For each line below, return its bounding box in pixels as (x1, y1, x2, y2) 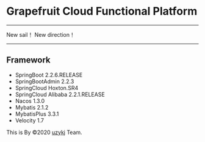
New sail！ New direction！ (6, 31, 75, 38)
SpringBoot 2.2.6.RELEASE (15, 71, 83, 78)
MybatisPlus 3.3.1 (15, 110, 59, 118)
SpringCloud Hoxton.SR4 (15, 84, 79, 91)
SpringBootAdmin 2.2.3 (15, 78, 74, 85)
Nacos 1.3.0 (15, 97, 45, 105)
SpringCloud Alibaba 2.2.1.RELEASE (15, 91, 105, 98)
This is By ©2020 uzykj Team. (6, 129, 82, 136)
